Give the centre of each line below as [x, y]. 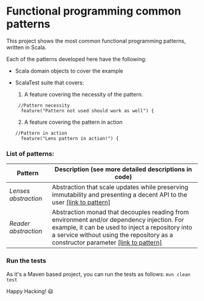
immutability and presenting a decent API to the [120, 195]
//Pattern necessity [44, 105]
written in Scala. [26, 47]
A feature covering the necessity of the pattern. [83, 94]
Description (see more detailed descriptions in [123, 169]
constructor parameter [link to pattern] [107, 243]
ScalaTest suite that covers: [49, 83]
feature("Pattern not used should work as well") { [87, 110]
